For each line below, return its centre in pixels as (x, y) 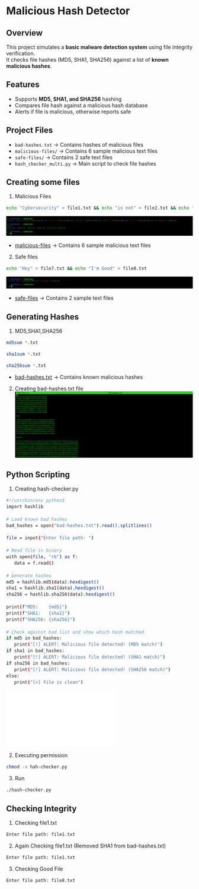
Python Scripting (38, 474)
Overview (25, 33)
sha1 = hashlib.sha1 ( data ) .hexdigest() (55, 588)
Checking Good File (39, 869)
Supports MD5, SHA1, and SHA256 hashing (68, 99)
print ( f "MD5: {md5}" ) (37, 607)
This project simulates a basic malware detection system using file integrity (99, 47)
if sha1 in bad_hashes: (36, 651)
